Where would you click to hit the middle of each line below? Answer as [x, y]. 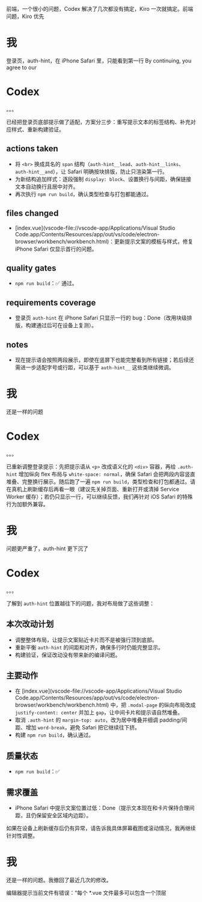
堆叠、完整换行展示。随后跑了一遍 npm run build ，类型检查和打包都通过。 [98, 481]
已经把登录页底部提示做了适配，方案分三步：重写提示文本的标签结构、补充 [98, 121]
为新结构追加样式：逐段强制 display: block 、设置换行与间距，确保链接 [103, 179]
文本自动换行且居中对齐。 [47, 186]
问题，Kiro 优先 [25, 16]
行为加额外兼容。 [27, 504]
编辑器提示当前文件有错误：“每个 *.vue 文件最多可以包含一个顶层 [86, 892]
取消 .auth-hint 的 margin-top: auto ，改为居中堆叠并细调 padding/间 [101, 720]
